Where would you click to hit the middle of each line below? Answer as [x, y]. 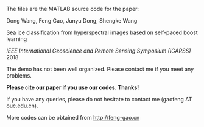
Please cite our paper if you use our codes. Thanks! [73, 87]
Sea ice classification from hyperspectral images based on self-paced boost [102, 32]
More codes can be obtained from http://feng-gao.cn [73, 118]
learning [17, 39]
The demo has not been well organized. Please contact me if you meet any [100, 69]
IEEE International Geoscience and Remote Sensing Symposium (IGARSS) [99, 51]
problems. [19, 75]
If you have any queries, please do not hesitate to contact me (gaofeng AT [99, 99]
